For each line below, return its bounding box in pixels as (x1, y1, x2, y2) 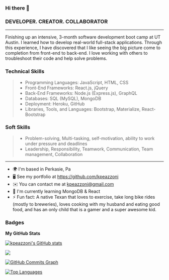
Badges (5, 219, 24, 226)
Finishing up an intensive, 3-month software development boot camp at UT (5, 34, 161, 40)
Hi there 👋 (5, 5, 30, 12)
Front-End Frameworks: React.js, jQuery (25, 85, 108, 91)
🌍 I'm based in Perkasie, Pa (12, 166, 71, 172)
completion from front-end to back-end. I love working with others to (5, 50, 148, 56)
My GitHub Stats (5, 230, 41, 236)
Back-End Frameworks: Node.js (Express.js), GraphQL (25, 90, 137, 96)
